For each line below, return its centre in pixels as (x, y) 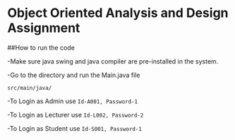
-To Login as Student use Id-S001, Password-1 (75, 128)
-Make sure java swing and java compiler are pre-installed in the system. (113, 61)
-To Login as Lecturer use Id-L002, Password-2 (76, 115)
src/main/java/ (30, 88)
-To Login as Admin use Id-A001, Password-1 (73, 101)
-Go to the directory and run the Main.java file (74, 75)
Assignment (44, 28)
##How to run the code (41, 47)
